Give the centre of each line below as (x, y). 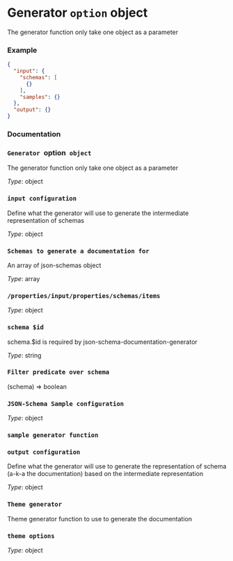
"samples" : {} (40, 97)
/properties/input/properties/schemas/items (84, 296)
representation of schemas (46, 220)
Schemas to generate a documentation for (78, 251)
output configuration (44, 452)
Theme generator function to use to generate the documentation (100, 519)
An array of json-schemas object (54, 265)
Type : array (24, 278)
